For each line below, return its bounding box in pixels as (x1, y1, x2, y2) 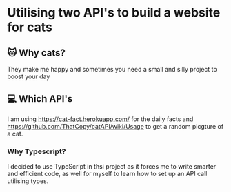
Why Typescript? (7, 147, 66, 156)
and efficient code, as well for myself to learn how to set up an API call (7, 170, 208, 178)
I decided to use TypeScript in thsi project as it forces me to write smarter (7, 162, 217, 171)
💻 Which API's (7, 93, 73, 105)
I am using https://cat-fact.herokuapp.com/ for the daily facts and (7, 115, 194, 123)
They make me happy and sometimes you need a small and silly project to (7, 65, 217, 73)
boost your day (7, 72, 50, 81)
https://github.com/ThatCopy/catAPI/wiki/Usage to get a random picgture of (7, 122, 224, 130)
